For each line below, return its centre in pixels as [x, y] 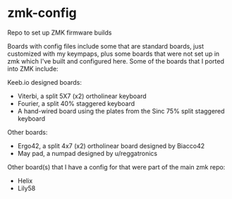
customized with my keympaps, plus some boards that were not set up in [114, 54]
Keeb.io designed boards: [45, 82]
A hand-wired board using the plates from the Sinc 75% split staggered [121, 111]
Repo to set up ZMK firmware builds [60, 32]
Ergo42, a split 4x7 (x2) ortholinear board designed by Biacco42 [111, 145]
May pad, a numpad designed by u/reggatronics [87, 153]
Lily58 [26, 188]
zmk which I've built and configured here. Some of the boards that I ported [116, 61]
